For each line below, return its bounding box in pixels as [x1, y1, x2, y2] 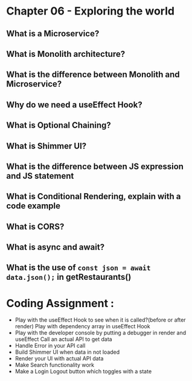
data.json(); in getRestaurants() [6, 272, 132, 282]
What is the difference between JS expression [6, 161, 184, 171]
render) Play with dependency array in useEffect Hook [14, 323, 150, 330]
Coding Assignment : [6, 296, 115, 310]
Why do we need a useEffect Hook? [6, 99, 143, 110]
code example [6, 201, 60, 211]
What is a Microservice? [6, 28, 100, 39]
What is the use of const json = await [6, 262, 151, 273]
